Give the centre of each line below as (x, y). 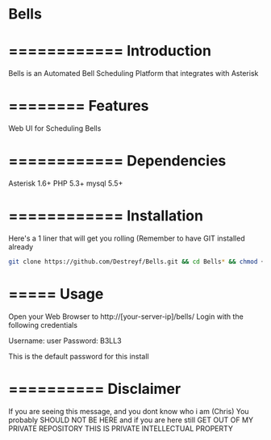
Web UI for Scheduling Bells (55, 128)
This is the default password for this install (79, 356)
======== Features (79, 106)
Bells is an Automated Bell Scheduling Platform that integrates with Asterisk (133, 73)
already (21, 246)
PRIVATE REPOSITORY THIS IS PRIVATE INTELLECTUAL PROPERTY (121, 428)
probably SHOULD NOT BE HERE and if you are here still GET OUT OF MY (131, 420)
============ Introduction (110, 51)
